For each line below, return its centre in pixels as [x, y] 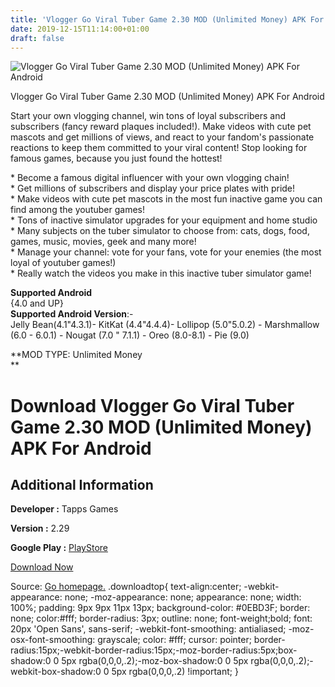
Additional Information [82, 484]
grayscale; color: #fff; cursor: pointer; [174, 640]
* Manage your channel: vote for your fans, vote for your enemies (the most [166, 252]
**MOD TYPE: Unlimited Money [76, 355]
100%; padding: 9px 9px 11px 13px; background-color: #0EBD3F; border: [160, 608]
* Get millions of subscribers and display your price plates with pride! [153, 188]
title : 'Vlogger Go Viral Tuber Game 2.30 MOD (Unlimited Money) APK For [167, 19]
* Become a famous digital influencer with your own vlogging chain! [150, 178]
